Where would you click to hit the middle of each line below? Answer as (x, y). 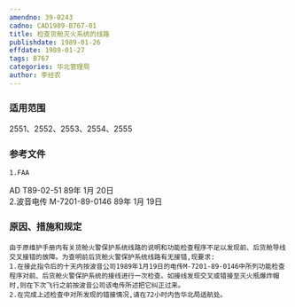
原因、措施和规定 (46, 227)
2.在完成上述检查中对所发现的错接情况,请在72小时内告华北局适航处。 (118, 295)
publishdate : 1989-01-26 (55, 42)
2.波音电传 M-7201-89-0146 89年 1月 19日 (85, 201)
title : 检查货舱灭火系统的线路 (59, 34)
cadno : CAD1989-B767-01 (53, 26)
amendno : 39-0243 (41, 17)
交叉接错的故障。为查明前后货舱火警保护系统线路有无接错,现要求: (112, 257)
